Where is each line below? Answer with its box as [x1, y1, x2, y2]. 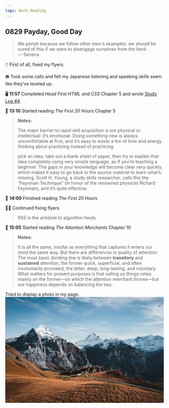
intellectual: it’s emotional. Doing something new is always [17, 133, 138, 139]
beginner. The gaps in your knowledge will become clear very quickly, [17, 164, 163, 170]
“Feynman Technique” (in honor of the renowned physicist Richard [17, 180, 156, 186]
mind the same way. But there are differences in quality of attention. [17, 250, 158, 256]
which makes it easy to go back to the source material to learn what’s [17, 169, 161, 176]
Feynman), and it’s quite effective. [17, 186, 88, 192]
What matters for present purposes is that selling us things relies [17, 271, 152, 277]
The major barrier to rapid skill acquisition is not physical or [17, 128, 141, 134]
